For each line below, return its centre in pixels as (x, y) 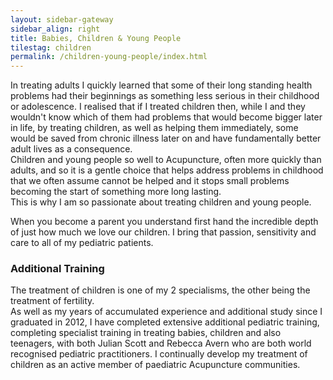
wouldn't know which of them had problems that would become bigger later (166, 117)
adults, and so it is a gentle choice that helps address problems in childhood (167, 170)
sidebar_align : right (55, 29)
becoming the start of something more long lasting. (116, 192)
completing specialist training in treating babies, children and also (146, 333)
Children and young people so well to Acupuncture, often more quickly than (166, 160)
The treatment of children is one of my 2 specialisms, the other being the (160, 290)
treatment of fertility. (52, 301)
